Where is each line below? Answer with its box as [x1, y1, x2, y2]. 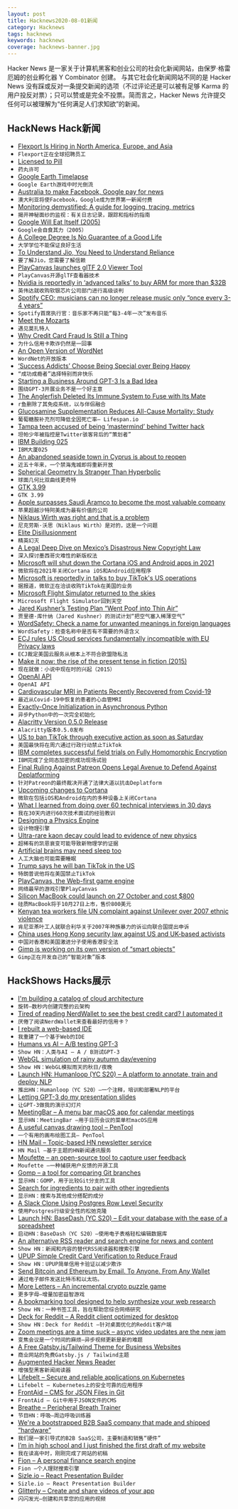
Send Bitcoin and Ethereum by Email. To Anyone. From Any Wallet [17, 1267, 210, 1275]
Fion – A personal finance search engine [17, 1456, 136, 1465]
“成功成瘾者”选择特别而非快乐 [17, 370, 94, 378]
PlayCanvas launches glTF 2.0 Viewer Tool [17, 263, 144, 272]
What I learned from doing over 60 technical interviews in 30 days [17, 800, 212, 809]
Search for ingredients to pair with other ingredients [17, 1183, 170, 1192]
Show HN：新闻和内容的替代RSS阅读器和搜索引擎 [17, 1245, 140, 1252]
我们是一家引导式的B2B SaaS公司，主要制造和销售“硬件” [17, 1434, 161, 1442]
